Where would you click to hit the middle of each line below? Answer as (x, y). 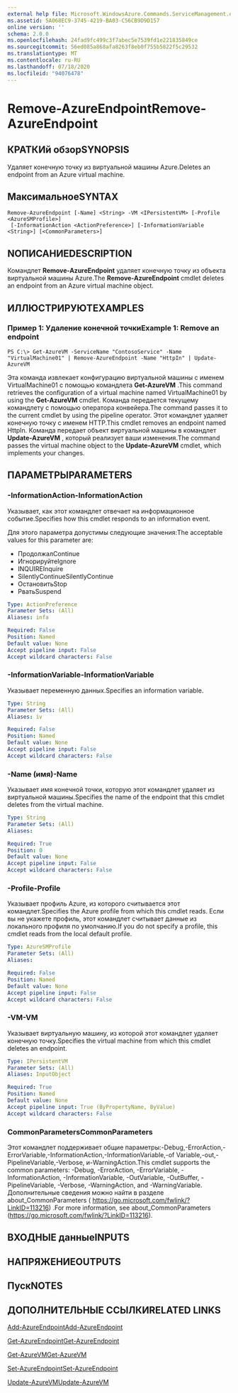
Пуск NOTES (35, 1286)
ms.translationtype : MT (42, 54)
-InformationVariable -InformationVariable (81, 675)
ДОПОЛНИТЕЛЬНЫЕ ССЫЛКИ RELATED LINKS (114, 1310)
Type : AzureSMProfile (39, 947)
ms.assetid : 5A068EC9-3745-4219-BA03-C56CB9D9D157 (84, 21)
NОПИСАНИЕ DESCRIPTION (70, 253)
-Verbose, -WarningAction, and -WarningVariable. (130, 1185)
